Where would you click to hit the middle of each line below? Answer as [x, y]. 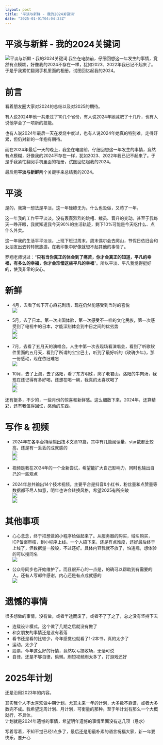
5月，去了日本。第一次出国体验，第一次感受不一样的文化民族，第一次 [81, 320]
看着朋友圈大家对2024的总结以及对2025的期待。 [54, 106]
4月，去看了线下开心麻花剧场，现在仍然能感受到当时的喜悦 [71, 305]
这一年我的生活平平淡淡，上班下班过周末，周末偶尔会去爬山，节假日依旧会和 [81, 241]
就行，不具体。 [20, 715]
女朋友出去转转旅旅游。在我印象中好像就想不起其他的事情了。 [67, 247]
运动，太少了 [25, 644]
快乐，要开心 [18, 737]
